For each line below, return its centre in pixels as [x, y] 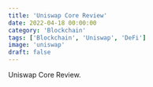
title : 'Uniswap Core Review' [58, 15]
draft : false [30, 52]
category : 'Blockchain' [47, 30]
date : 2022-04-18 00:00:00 [52, 23]
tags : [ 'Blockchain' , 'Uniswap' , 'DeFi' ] [77, 38]
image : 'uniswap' [37, 45]
